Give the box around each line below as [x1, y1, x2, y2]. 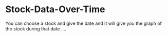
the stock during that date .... [5, 25, 67, 31]
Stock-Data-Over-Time [5, 4, 105, 15]
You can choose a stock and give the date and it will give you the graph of [5, 20, 162, 26]
